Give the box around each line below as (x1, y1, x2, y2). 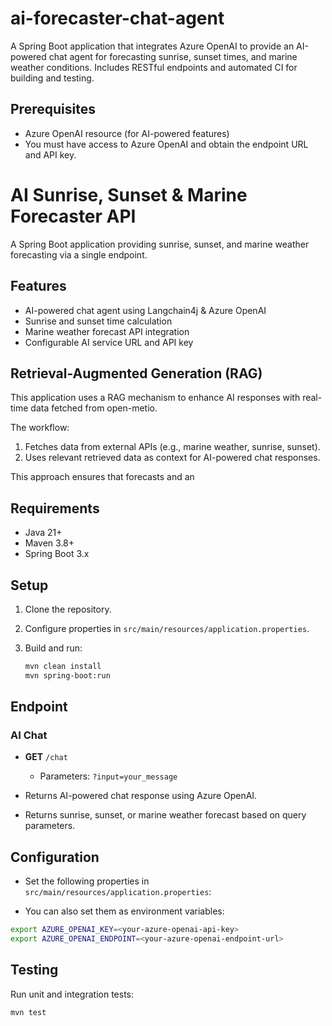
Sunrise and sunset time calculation (24, 315, 173, 327)
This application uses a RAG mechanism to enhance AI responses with (10, 392, 301, 404)
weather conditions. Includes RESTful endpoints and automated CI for (10, 61, 298, 73)
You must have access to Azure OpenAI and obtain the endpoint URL (24, 138, 309, 150)
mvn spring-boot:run (24, 670, 111, 681)
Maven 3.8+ (24, 537, 75, 549)
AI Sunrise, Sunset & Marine (10, 183, 248, 206)
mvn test (10, 1007, 47, 1017)
